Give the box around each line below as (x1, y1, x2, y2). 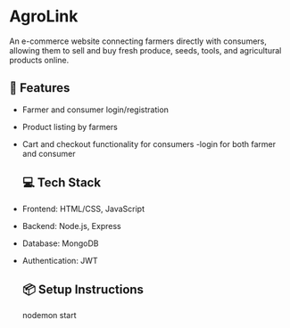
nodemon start (21, 310, 78, 321)
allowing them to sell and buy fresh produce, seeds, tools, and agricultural (9, 45, 282, 55)
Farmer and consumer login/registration (21, 104, 170, 115)
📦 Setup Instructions (21, 282, 145, 297)
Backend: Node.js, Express (21, 220, 122, 231)
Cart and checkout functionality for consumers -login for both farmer (21, 138, 277, 149)
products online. (9, 54, 70, 65)
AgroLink (9, 6, 79, 27)
